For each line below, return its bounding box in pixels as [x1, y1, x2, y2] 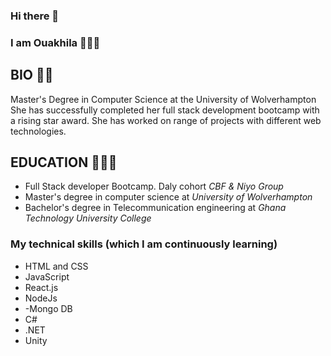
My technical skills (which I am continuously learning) [10, 237, 278, 251]
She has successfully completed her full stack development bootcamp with [10, 104, 320, 116]
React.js [24, 281, 59, 293]
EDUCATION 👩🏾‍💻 [10, 154, 118, 171]
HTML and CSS [24, 260, 89, 272]
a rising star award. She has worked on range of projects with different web [10, 114, 322, 126]
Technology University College [24, 212, 152, 224]
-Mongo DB [24, 302, 73, 314]
